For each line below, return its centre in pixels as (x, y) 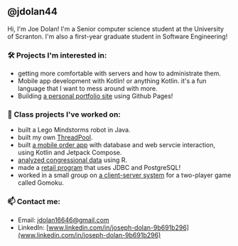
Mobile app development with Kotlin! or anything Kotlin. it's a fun (112, 81)
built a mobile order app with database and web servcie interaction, (116, 145)
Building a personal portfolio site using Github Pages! (95, 96)
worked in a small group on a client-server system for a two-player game (124, 175)
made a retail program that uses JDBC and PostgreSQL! (99, 168)
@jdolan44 (33, 12)
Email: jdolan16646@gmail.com (63, 220)
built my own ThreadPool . (55, 137)
